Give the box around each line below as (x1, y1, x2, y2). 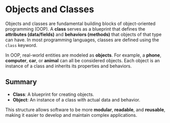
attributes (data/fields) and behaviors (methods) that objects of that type (5, 31, 162, 37)
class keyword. (5, 42, 38, 48)
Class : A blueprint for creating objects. (12, 91, 94, 97)
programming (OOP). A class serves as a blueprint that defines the (5, 26, 146, 32)
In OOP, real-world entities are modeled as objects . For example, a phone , (5, 52, 161, 58)
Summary (5, 78, 37, 86)
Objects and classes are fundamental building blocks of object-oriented (5, 20, 156, 27)
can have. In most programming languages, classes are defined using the (5, 37, 159, 43)
